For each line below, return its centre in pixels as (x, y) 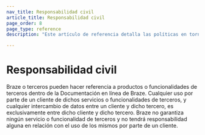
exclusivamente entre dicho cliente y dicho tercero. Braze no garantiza (95, 112)
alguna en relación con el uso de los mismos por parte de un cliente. (92, 126)
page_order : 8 (24, 23)
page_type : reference (34, 29)
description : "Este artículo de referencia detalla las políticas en (97, 35)
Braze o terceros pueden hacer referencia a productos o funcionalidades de (102, 87)
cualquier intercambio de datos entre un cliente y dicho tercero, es (90, 106)
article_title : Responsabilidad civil (56, 18)
